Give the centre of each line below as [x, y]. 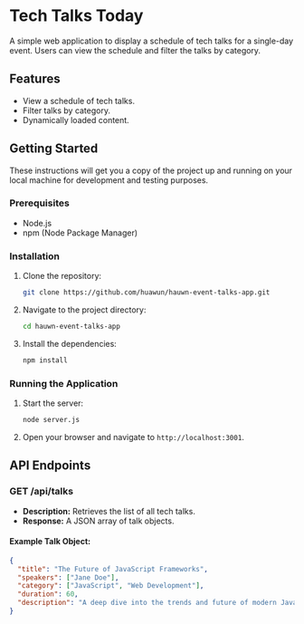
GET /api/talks [42, 492]
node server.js [51, 420]
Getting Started [54, 149]
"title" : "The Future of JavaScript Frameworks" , [113, 569]
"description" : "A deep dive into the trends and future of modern [147, 603]
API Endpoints [50, 466]
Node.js [37, 223]
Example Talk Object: [50, 542]
